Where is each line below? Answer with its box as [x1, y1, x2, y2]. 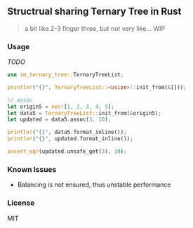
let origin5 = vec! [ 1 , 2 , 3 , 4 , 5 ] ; [7, 103, 114, 110]
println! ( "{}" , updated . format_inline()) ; [7, 135, 133, 142]
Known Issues [7, 164, 57, 174]
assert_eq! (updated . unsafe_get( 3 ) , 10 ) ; [7, 148, 128, 155]
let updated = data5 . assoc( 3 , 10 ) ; [7, 116, 112, 123]
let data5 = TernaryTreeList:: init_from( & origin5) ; [7, 109, 161, 116]
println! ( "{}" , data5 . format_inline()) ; [7, 129, 128, 136]
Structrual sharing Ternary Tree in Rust [7, 6, 182, 18]
